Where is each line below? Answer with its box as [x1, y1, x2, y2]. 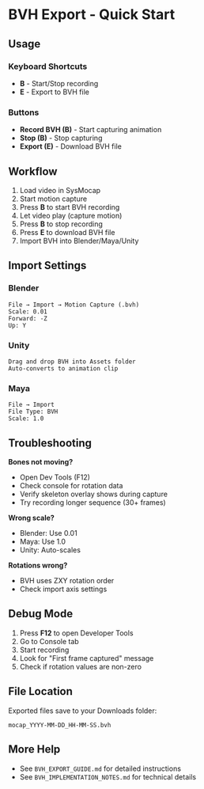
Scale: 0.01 [8, 307, 47, 316]
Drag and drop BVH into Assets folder [8, 358, 136, 366]
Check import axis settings [19, 584, 108, 594]
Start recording [19, 645, 70, 654]
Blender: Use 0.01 [19, 529, 77, 538]
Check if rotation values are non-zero [19, 662, 142, 671]
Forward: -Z [8, 314, 47, 322]
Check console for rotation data [19, 481, 123, 491]
